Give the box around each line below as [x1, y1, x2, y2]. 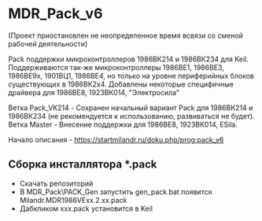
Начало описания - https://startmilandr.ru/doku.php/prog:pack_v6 [8, 134, 224, 144]
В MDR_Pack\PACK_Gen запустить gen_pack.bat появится [19, 186, 212, 197]
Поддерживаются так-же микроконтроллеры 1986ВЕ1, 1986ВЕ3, [8, 62, 224, 72]
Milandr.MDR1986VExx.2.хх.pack [19, 195, 127, 204]
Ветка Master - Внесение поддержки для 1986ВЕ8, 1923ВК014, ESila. [8, 120, 238, 129]
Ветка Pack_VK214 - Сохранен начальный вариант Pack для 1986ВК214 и [8, 103, 253, 112]
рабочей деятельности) [8, 39, 88, 48]
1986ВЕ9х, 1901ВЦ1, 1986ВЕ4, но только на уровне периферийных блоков [8, 71, 254, 80]
